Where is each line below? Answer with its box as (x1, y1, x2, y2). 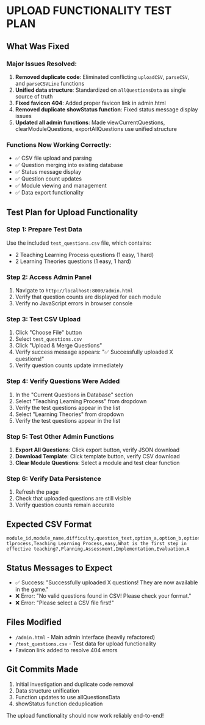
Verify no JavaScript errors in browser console (15, 300, 133, 307)
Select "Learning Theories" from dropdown (15, 411, 124, 418)
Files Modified (6, 617, 62, 628)
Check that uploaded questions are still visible (15, 495, 131, 502)
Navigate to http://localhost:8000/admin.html (15, 287, 134, 294)
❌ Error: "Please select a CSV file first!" (15, 599, 115, 606)
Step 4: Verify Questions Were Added (6, 377, 120, 385)
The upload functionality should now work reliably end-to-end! (6, 712, 164, 719)
